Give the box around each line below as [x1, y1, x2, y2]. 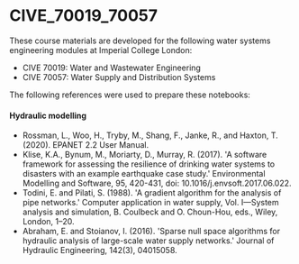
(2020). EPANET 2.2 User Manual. [22, 140, 149, 150]
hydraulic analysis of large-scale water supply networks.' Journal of [22, 235, 275, 246]
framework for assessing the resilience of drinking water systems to [22, 159, 276, 169]
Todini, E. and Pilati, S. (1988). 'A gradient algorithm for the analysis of [22, 187, 282, 198]
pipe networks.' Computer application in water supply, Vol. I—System [22, 197, 279, 208]
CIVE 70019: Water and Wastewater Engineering [22, 62, 201, 73]
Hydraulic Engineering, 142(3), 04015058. [22, 245, 177, 256]
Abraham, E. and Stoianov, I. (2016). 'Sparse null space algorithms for [22, 226, 281, 237]
